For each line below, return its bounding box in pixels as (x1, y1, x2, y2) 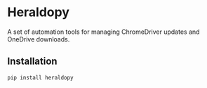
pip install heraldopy (7, 74, 74, 81)
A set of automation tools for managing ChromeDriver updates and (7, 27, 200, 36)
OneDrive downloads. (7, 34, 70, 43)
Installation (7, 56, 58, 68)
